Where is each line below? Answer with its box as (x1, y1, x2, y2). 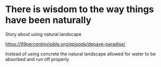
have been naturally (5, 14, 91, 26)
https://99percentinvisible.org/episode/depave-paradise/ (5, 41, 126, 47)
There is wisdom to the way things (5, 4, 154, 15)
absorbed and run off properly (5, 56, 70, 62)
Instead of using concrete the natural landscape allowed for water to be (5, 51, 156, 57)
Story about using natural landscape (5, 31, 82, 37)
